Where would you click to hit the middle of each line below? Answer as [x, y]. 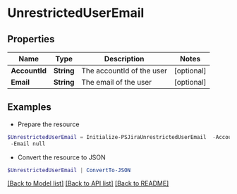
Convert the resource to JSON [61, 157]
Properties [31, 39]
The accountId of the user [124, 71]
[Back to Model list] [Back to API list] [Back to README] [88, 183]
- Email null [28, 144]
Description [124, 59]
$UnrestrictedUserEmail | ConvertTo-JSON [69, 170]
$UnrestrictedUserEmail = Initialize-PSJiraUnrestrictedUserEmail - [112, 137]
